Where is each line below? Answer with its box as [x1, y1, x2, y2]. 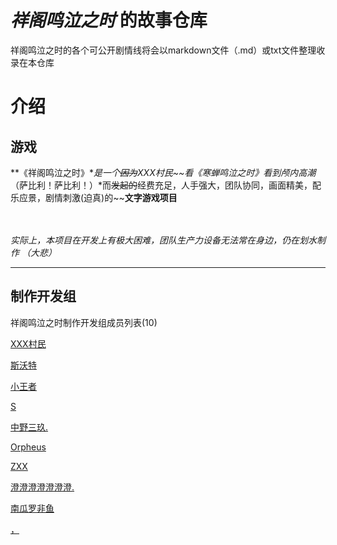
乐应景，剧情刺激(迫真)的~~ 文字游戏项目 [10, 191, 178, 203]
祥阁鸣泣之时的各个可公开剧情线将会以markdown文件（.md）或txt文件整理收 [10, 44, 326, 56]
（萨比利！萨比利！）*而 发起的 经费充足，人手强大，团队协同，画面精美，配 [10, 179, 322, 191]
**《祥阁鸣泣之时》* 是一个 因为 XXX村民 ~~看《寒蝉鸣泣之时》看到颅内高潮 [10, 166, 317, 178]
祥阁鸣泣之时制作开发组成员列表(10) [10, 316, 158, 328]
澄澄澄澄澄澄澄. [10, 481, 75, 493]
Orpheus [10, 441, 47, 453]
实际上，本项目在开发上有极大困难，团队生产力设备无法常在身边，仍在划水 [10, 234, 317, 246]
